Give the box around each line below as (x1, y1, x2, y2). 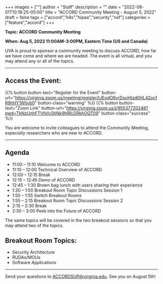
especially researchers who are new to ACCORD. (5, 130, 103, 135)
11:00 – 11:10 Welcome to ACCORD (12, 161, 81, 167)
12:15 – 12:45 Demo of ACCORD (12, 177, 75, 183)
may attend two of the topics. (5, 222, 64, 228)
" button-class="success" (98, 110, 150, 116)
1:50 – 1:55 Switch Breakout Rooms (12, 192, 82, 198)
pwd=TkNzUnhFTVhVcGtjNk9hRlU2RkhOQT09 (5, 110, 98, 116)
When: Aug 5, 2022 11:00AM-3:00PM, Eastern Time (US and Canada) (5, 38, 148, 44)
